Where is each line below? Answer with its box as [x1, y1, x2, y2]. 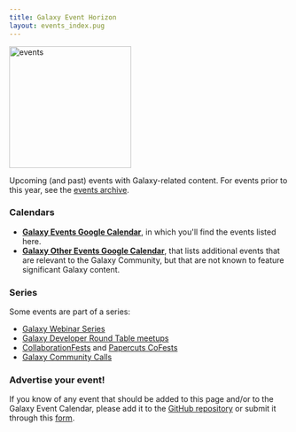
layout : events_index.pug [9, 21, 105, 30]
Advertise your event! [9, 374, 105, 386]
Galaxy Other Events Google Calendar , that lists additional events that [21, 245, 281, 256]
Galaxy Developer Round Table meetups [21, 333, 169, 343]
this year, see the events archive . [9, 184, 130, 195]
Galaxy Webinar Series [21, 324, 105, 335]
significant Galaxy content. [21, 264, 121, 274]
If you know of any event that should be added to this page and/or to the [9, 394, 274, 405]
